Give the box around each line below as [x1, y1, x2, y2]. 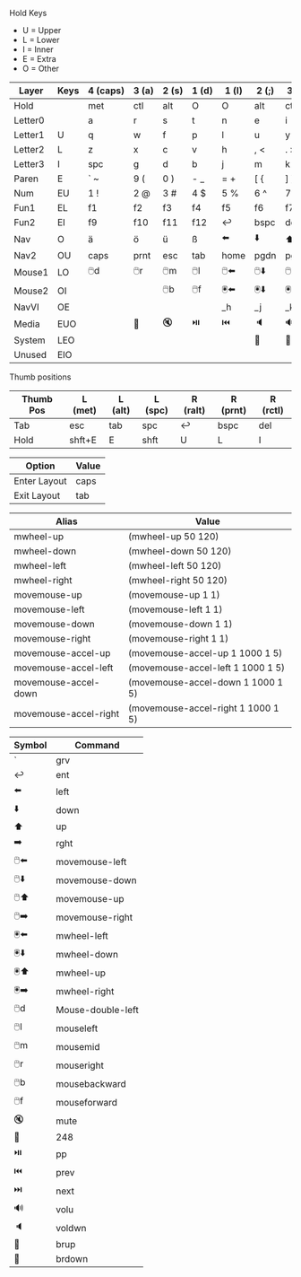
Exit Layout [13, 489, 61, 502]
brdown [55, 1253, 89, 1264]
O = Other [21, 63, 60, 74]
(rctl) [262, 404, 284, 416]
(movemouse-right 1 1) [128, 633, 229, 644]
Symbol [13, 739, 47, 751]
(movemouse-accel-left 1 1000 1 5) [128, 661, 285, 674]
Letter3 [13, 158, 45, 170]
